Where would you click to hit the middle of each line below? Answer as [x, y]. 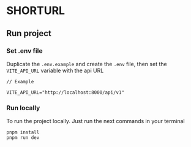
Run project [29, 33]
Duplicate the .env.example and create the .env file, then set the [87, 64]
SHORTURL [36, 11]
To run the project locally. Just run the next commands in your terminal [95, 121]
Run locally [23, 108]
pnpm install [23, 132]
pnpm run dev [23, 138]
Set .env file [24, 51]
